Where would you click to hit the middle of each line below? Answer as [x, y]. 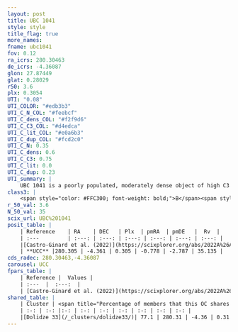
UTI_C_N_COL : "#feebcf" [42, 113]
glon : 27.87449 [30, 73]
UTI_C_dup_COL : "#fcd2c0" [45, 139]
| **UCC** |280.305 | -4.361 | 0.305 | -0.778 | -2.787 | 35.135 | [121, 251]
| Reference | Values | [57, 277]
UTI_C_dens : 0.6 [31, 153]
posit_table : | [30, 225]
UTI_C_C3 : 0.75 [30, 159]
